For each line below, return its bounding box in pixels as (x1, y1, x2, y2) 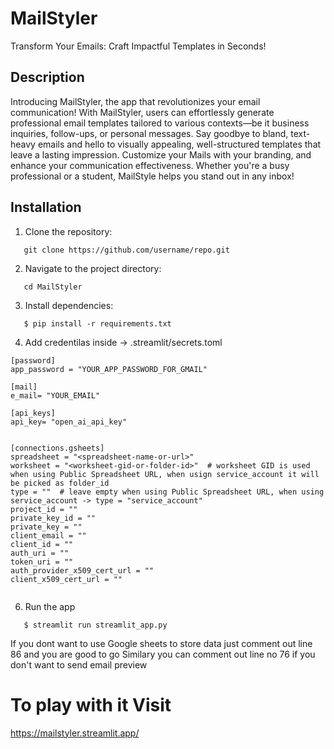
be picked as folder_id (10, 478, 110, 488)
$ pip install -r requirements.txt (23, 318, 172, 329)
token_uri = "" (10, 557, 74, 567)
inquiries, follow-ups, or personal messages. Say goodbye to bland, (10, 127, 289, 139)
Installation (10, 199, 82, 216)
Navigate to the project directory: (24, 262, 162, 274)
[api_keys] (10, 408, 56, 418)
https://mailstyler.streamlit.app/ (10, 727, 140, 739)
